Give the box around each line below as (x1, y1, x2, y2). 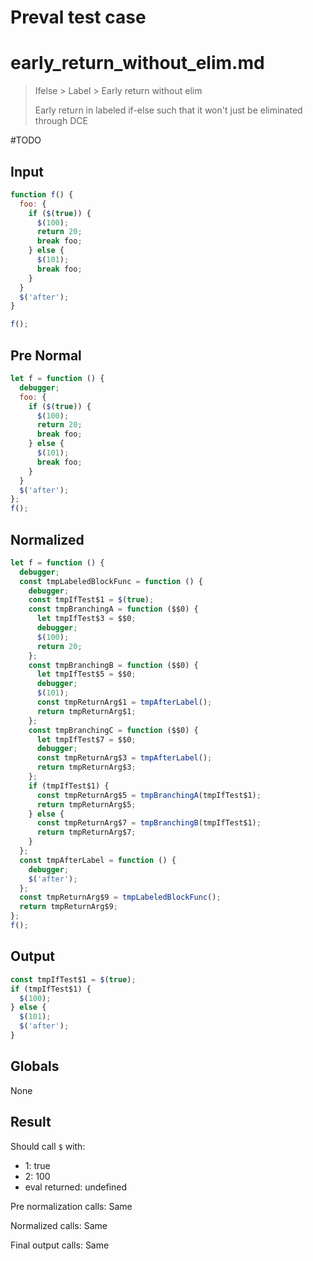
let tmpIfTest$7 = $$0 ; (36, 734, 137, 745)
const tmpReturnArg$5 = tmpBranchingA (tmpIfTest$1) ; (36, 790, 262, 800)
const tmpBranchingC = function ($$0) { (28, 725, 199, 735)
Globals (10, 1058, 60, 1075)
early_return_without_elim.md (10, 52, 265, 75)
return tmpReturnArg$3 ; (36, 762, 137, 773)
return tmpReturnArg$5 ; (36, 799, 137, 810)
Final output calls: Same (10, 1239, 110, 1251)
